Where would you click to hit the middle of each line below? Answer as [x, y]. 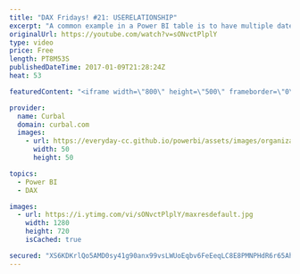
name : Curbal [42, 116]
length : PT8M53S [39, 59]
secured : [25, 255]
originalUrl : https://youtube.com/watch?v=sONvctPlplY [113, 34]
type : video [31, 42]
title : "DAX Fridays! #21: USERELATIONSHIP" [93, 17]
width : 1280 [47, 223]
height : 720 [47, 232]
